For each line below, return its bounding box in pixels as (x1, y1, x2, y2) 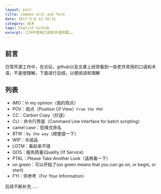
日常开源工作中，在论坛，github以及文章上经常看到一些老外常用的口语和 (5, 64, 152, 70)
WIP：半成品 (12, 137, 38, 143)
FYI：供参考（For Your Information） (12, 173, 87, 179)
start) (12, 167, 24, 173)
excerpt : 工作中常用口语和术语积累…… (5, 30, 74, 35)
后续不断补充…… (5, 183, 39, 189)
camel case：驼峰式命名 (12, 124, 62, 130)
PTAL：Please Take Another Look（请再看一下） (12, 155, 111, 161)
